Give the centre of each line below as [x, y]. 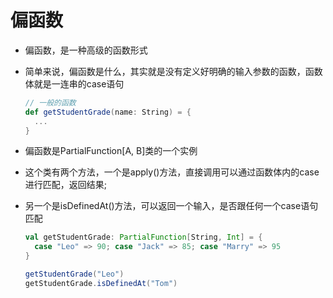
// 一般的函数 [50, 102]
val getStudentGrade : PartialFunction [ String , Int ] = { [143, 237]
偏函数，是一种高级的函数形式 [86, 50]
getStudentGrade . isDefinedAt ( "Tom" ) [101, 283]
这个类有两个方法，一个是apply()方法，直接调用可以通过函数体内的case [172, 172]
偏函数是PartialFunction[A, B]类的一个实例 [111, 151]
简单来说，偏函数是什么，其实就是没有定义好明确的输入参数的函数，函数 [173, 71]
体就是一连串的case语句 [74, 83]
